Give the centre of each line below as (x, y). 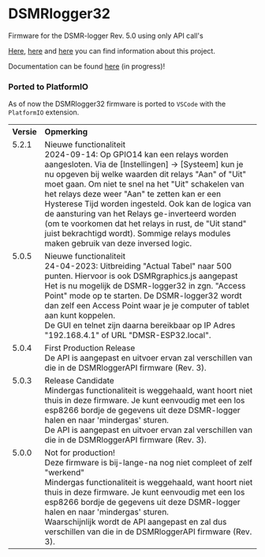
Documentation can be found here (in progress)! (87, 66)
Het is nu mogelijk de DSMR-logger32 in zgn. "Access (145, 286)
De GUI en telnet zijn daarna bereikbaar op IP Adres (140, 326)
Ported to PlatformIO (49, 86)
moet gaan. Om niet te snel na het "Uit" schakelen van (144, 184)
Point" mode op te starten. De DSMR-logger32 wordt (143, 295)
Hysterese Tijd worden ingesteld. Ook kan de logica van (148, 204)
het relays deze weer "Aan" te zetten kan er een (133, 194)
